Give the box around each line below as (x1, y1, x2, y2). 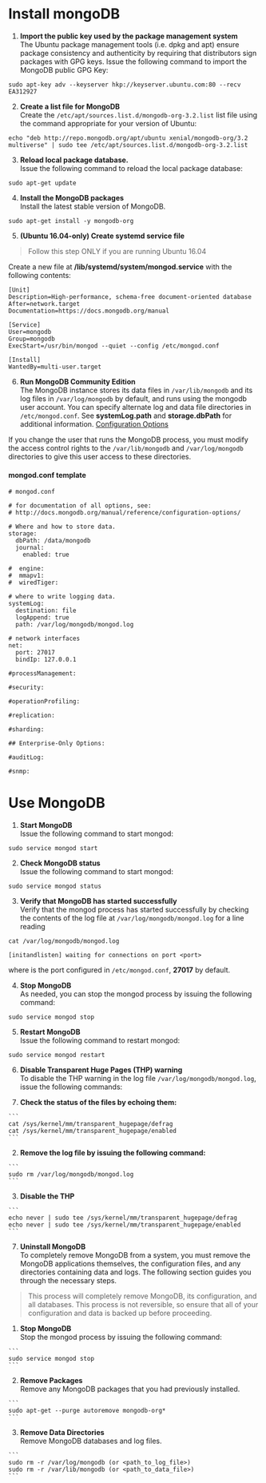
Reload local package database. (19, 155, 129, 165)
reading (19, 922, 46, 932)
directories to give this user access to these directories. (8, 451, 192, 461)
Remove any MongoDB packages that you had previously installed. (19, 1384, 240, 1394)
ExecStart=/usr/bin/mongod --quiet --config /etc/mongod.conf (8, 341, 220, 350)
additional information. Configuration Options (19, 419, 169, 428)
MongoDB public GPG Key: (19, 65, 109, 74)
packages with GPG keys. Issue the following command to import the (19, 57, 248, 66)
